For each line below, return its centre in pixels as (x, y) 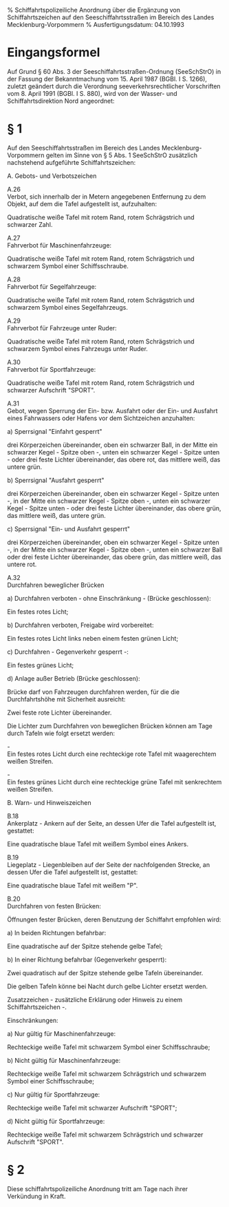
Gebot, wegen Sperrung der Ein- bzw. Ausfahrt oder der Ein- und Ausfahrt (112, 410)
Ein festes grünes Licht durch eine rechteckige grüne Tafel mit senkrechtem (115, 781)
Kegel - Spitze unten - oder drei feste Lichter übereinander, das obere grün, (114, 508)
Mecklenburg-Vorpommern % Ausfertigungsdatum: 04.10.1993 (96, 24)
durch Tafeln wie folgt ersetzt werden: (61, 733)
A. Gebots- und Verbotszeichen (52, 176)
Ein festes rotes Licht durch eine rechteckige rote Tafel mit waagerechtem (112, 754)
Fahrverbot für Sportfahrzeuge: (52, 369)
